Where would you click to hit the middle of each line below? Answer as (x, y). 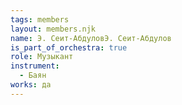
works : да (31, 85)
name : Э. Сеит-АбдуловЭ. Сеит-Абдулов (91, 38)
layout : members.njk (53, 29)
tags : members (40, 19)
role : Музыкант (42, 57)
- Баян (33, 76)
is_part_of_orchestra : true (69, 47)
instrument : (35, 66)
